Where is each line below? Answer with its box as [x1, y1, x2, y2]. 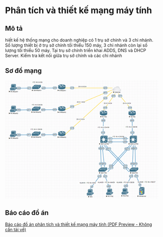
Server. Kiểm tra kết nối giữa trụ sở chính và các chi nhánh [5, 53, 123, 58]
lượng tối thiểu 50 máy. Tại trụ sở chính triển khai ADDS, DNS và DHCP [5, 48, 146, 53]
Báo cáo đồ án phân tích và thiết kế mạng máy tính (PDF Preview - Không [5, 221, 152, 227]
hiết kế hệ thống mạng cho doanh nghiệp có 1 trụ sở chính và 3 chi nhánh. [5, 37, 154, 43]
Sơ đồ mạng [5, 67, 42, 75]
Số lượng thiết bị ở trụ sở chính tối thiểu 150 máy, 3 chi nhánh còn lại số [5, 42, 147, 48]
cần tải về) [5, 226, 26, 232]
